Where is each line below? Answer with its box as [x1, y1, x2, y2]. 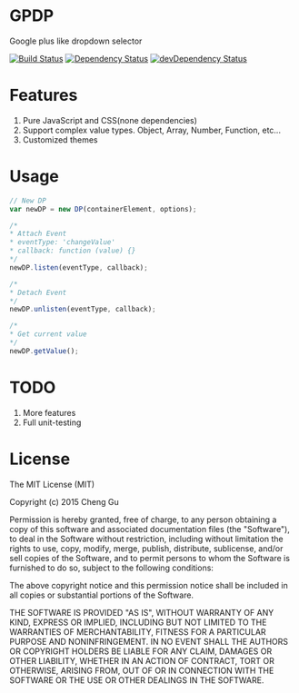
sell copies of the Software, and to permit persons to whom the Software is [9, 552, 291, 563]
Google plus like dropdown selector [9, 35, 143, 46]
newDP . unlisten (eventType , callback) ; [9, 305, 156, 314]
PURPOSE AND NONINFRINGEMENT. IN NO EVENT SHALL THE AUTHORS [9, 636, 289, 647]
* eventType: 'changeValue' [9, 238, 116, 247]
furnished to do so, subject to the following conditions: [9, 562, 214, 573]
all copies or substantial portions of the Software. [9, 589, 194, 600]
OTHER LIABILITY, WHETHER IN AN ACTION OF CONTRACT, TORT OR [9, 655, 274, 666]
